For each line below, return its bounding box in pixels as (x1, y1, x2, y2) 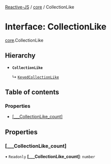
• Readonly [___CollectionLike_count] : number (5, 154, 95, 160)
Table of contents (5, 88, 59, 97)
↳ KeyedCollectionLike (12, 74, 59, 80)
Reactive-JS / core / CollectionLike (5, 4, 74, 10)
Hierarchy (5, 51, 36, 60)
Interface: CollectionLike (5, 21, 107, 32)
